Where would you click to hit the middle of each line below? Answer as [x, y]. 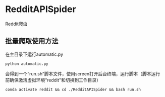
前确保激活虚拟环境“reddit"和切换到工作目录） [53, 80]
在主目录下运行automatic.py [34, 54]
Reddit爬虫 [16, 24]
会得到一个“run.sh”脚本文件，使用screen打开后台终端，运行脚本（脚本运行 [83, 73]
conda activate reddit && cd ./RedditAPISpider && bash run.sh [73, 89]
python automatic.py [27, 64]
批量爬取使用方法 [32, 41]
